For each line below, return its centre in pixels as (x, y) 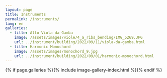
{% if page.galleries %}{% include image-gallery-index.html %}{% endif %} (84, 70)
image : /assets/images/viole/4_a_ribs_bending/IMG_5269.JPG (78, 38)
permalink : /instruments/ (32, 19)
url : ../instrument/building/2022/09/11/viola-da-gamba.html (79, 42)
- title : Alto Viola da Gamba (41, 33)
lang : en (14, 24)
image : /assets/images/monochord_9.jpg (56, 51)
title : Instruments (26, 14)
